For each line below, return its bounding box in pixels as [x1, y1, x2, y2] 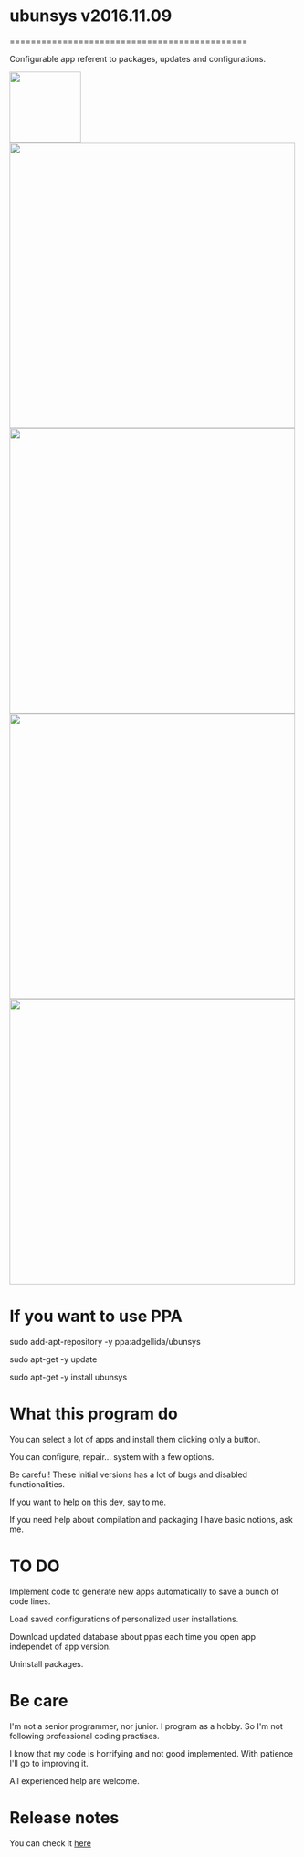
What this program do [9, 1403, 178, 1424]
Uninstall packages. [9, 1658, 84, 1669]
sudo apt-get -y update [9, 1353, 98, 1365]
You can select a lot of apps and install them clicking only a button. [9, 1433, 261, 1444]
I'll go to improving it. [9, 1757, 89, 1768]
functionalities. [9, 1478, 66, 1489]
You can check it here [9, 1837, 91, 1849]
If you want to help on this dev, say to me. [9, 1496, 167, 1507]
